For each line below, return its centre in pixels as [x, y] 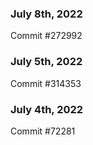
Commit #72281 [43, 131]
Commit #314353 [46, 83]
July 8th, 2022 [46, 14]
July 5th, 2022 [46, 62]
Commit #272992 [46, 36]
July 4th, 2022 [47, 109]
